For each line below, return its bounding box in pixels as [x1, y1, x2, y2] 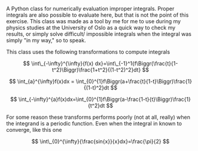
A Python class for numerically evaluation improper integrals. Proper [6, 5, 175, 12]
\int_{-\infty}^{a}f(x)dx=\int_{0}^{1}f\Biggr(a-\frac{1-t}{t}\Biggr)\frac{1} [18, 95, 191, 103]
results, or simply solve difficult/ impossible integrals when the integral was [6, 30, 191, 38]
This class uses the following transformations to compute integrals [6, 48, 170, 56]
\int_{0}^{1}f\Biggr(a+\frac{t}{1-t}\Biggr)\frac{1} [75, 78, 193, 85]
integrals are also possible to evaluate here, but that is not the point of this [6, 11, 189, 19]
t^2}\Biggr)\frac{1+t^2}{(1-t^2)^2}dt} [51, 66, 141, 73]
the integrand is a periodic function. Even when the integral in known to [6, 120, 182, 127]
